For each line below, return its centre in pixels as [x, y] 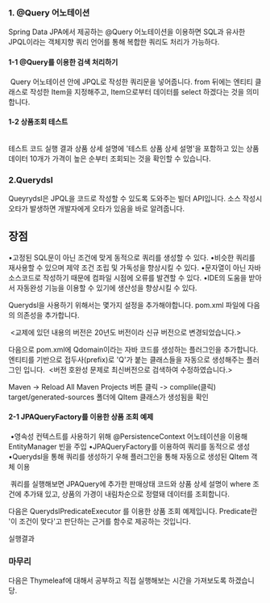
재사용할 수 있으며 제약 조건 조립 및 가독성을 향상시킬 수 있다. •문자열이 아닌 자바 [135, 268]
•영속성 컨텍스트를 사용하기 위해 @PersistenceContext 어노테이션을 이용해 [129, 436]
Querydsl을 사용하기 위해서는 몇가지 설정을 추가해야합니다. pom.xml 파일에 [127, 305]
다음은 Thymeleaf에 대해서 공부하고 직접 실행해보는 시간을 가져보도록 [118, 580]
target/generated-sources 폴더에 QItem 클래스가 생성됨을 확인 [109, 397]
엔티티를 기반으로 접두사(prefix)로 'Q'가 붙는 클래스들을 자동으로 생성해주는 [127, 359]
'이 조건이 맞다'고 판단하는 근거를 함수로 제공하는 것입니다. [100, 521]
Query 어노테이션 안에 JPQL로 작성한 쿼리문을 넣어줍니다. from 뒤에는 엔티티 [132, 82]
